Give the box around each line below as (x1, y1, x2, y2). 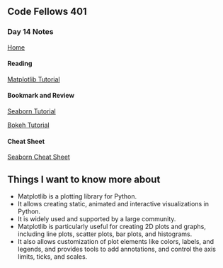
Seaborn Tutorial (7, 107, 56, 116)
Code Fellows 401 (7, 6, 87, 18)
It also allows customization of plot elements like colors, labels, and (17, 238, 215, 246)
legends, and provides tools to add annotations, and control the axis (17, 245, 216, 254)
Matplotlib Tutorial (7, 74, 60, 84)
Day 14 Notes (7, 27, 54, 37)
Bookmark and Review (7, 91, 75, 100)
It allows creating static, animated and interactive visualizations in (17, 200, 209, 208)
